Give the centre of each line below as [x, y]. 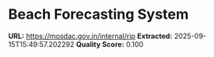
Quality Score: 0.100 [110, 44]
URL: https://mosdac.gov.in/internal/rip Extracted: [90, 36]
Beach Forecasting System [98, 14]
